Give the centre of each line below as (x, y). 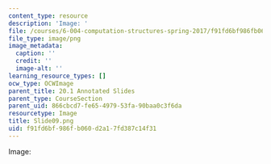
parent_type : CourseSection (56, 99)
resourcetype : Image (43, 114)
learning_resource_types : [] (57, 76)
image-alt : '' (39, 69)
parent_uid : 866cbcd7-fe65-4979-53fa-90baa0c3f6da (95, 106)
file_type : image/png (45, 38)
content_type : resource (48, 16)
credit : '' (34, 61)
